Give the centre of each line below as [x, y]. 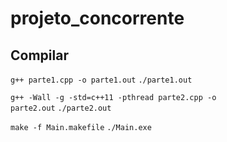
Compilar [39, 55]
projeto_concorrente [97, 18]
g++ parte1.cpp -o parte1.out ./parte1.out [101, 80]
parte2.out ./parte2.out [61, 108]
